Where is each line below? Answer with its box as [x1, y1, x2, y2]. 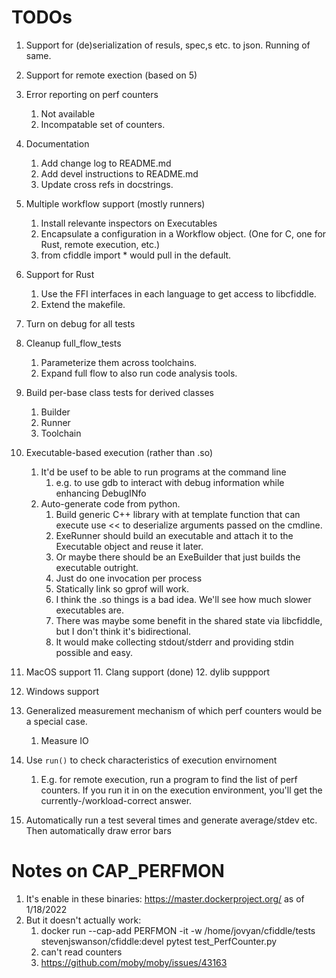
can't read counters [40, 946, 123, 958]
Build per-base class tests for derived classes [25, 386, 214, 398]
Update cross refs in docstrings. [40, 178, 174, 190]
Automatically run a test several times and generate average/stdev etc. [25, 814, 318, 826]
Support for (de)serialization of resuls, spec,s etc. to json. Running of [25, 39, 311, 51]
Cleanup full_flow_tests [25, 337, 122, 349]
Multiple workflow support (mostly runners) [25, 197, 206, 210]
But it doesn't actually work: [25, 914, 142, 926]
